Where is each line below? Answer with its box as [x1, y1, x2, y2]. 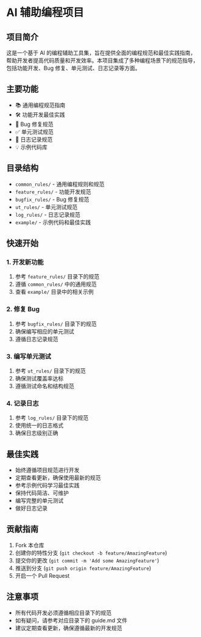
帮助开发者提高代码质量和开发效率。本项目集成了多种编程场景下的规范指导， [6, 57, 199, 64]
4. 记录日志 [6, 399, 39, 407]
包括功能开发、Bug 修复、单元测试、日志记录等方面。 [6, 65, 141, 71]
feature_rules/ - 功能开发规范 [15, 187, 91, 195]
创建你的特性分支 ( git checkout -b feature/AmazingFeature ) [15, 549, 167, 556]
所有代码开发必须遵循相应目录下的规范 [15, 609, 111, 616]
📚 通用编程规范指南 [15, 101, 66, 109]
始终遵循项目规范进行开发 [15, 467, 80, 474]
